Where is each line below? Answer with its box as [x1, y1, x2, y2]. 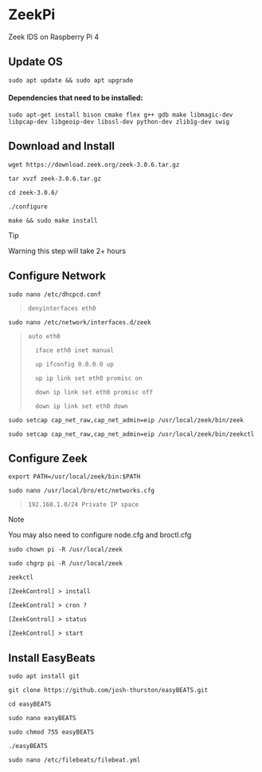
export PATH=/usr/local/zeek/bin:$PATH [8, 473, 141, 481]
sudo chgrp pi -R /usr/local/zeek [8, 560, 123, 568]
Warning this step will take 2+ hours [8, 246, 126, 255]
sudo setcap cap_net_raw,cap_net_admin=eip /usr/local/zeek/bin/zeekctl [8, 430, 255, 438]
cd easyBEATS [8, 700, 52, 708]
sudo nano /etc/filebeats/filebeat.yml [8, 756, 141, 764]
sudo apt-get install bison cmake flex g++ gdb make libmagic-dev [8, 110, 233, 119]
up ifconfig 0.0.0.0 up [35, 360, 114, 368]
